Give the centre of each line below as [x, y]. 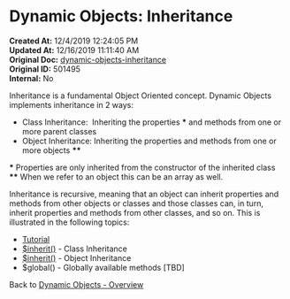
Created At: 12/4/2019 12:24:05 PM [74, 41]
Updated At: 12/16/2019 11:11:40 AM [74, 50]
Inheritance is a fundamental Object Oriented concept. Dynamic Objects [141, 96]
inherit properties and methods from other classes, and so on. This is [135, 212]
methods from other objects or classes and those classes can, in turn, [136, 203]
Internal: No [31, 78]
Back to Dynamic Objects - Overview [76, 284]
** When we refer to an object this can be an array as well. [116, 176]
